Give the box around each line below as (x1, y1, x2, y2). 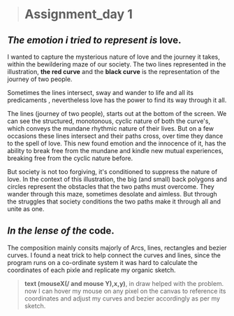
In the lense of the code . (7, 225, 115, 237)
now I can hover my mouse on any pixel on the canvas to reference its (24, 287, 226, 295)
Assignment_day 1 (24, 6, 133, 22)
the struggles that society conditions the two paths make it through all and (7, 197, 221, 206)
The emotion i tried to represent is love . (7, 34, 182, 46)
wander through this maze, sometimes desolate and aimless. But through (7, 190, 218, 198)
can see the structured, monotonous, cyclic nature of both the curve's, (7, 117, 211, 125)
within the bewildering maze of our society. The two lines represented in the (7, 60, 226, 69)
